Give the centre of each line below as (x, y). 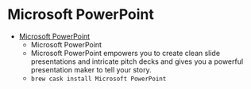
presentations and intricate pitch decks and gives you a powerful (137, 61)
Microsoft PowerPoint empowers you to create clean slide (125, 53)
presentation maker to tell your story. (91, 69)
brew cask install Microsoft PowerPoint (98, 79)
